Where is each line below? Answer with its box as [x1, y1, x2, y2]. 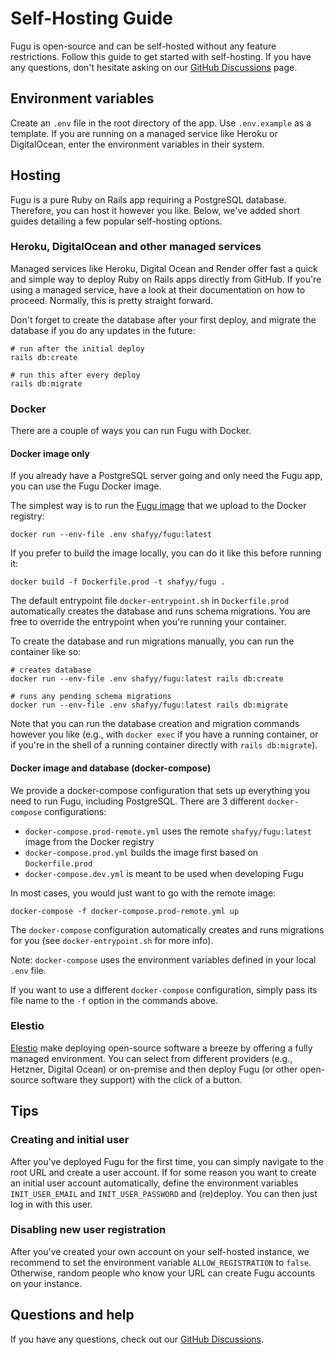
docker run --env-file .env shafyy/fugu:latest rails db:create [10, 674, 284, 684]
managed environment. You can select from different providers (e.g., [10, 1052, 293, 1064]
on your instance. [10, 1277, 83, 1289]
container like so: [10, 646, 82, 658]
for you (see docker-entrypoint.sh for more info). [10, 934, 214, 946]
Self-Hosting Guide [10, 7, 173, 30]
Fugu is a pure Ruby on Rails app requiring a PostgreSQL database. [10, 193, 287, 206]
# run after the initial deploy [10, 343, 145, 354]
